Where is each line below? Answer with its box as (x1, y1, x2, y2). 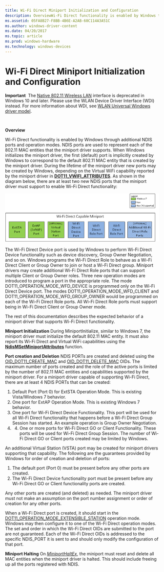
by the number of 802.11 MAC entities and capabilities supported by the (5, 369, 149, 374)
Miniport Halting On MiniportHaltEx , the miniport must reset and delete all (5, 551, 155, 556)
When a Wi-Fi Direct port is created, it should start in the (5, 510, 119, 516)
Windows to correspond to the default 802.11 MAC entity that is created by (5, 157, 155, 163)
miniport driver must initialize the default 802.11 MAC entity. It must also (5, 333, 149, 339)
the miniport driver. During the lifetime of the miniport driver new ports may (5, 162, 156, 169)
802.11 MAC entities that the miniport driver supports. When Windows (5, 147, 145, 153)
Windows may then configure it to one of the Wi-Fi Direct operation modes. (5, 521, 157, 526)
